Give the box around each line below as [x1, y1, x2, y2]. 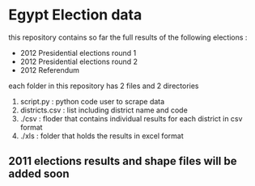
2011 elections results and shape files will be [8, 154, 237, 168]
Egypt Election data [8, 6, 142, 24]
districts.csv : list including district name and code [19, 105, 188, 115]
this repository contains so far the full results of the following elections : [8, 32, 248, 42]
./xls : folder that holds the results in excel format [19, 131, 184, 141]
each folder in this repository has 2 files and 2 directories [8, 81, 199, 91]
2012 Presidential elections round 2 [19, 57, 138, 66]
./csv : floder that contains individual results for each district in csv [19, 113, 243, 123]
